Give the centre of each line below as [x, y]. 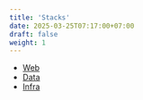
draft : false [34, 34]
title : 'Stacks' [40, 17]
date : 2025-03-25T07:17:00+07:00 [72, 26]
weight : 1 [28, 42]
